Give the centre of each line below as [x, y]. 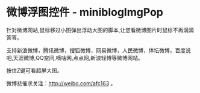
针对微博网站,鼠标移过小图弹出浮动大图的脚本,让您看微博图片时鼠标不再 [95, 30]
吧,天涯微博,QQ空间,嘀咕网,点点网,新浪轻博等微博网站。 [75, 58]
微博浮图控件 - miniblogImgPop [85, 12]
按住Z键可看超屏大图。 [34, 70]
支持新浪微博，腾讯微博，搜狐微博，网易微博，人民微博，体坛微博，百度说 [98, 50]
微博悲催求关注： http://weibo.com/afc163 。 [61, 83]
